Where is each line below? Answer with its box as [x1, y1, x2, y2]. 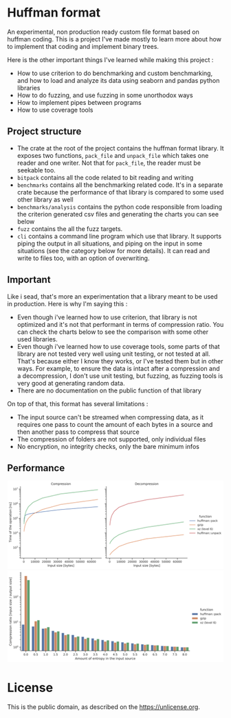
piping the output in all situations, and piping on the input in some [16, 239, 203, 248]
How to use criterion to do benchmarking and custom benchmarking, [16, 69, 213, 77]
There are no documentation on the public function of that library [16, 386, 201, 395]
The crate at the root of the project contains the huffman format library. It [16, 143, 224, 152]
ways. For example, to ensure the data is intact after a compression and [16, 364, 220, 372]
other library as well [16, 195, 74, 203]
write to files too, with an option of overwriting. [16, 254, 150, 262]
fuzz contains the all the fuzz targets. [16, 224, 123, 232]
